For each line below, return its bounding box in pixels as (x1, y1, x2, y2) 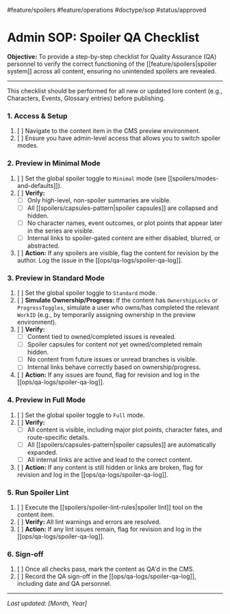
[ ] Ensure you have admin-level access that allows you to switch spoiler (16, 134, 221, 143)
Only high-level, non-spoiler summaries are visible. (27, 196, 171, 204)
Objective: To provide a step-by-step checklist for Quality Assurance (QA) (7, 52, 217, 60)
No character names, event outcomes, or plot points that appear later (27, 219, 222, 227)
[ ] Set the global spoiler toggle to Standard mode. (16, 289, 157, 297)
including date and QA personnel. (16, 580, 112, 588)
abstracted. (27, 241, 60, 250)
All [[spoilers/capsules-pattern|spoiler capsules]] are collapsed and (27, 204, 218, 212)
